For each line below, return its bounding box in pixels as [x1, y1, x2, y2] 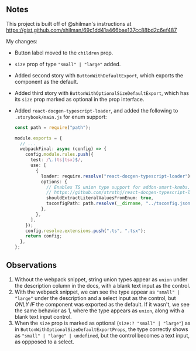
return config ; [25, 233, 63, 239]
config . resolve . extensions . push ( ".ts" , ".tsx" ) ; [25, 228, 146, 234]
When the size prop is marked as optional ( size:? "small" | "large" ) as [14, 319, 191, 326]
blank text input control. [14, 313, 72, 320]
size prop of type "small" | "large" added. [14, 60, 121, 67]
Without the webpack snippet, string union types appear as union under [14, 275, 188, 283]
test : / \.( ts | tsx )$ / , [30, 157, 84, 163]
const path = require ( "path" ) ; [14, 124, 91, 131]
